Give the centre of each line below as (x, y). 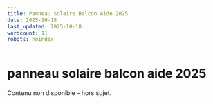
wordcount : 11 (28, 33)
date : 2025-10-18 (32, 20)
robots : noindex (30, 40)
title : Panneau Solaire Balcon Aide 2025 (68, 14)
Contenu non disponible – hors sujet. (59, 93)
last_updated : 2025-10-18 (44, 26)
